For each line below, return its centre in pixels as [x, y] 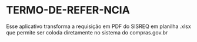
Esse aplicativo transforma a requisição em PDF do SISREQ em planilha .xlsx [98, 26]
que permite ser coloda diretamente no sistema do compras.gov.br [87, 32]
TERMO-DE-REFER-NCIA [68, 10]
